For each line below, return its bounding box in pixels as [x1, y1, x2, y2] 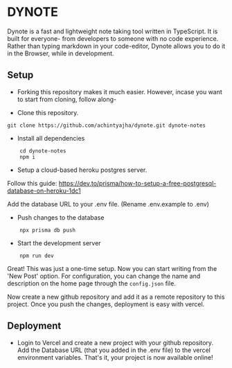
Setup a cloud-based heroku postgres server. [17, 166, 148, 174]
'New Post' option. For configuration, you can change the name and [7, 272, 201, 280]
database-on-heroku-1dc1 [7, 186, 81, 195]
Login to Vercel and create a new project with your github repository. [17, 338, 213, 347]
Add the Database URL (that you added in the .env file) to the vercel [17, 346, 211, 354]
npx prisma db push [19, 227, 76, 234]
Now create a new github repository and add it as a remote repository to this [7, 292, 225, 301]
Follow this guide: [7, 179, 57, 187]
